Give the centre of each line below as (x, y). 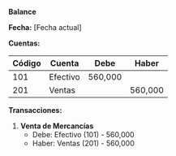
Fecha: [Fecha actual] (45, 27)
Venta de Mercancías (57, 126)
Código (27, 63)
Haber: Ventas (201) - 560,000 (84, 143)
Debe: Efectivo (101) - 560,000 (84, 134)
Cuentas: (24, 43)
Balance (22, 12)
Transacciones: (35, 110)
